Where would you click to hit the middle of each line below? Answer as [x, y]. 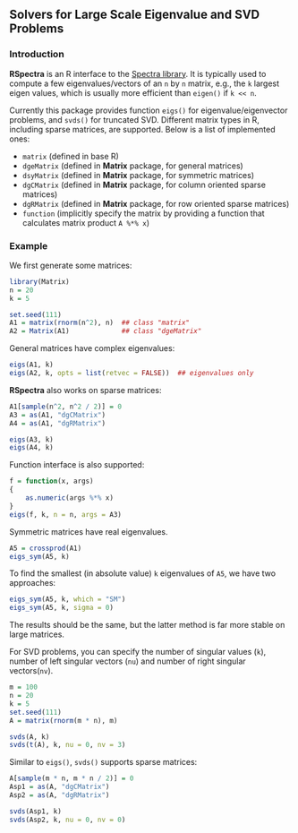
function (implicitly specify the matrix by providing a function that [144, 213]
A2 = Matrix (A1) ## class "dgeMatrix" [106, 331]
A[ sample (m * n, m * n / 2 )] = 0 [72, 778]
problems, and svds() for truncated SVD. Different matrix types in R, [134, 119]
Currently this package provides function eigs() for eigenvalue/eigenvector [149, 110]
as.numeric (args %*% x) [70, 498]
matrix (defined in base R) [70, 156]
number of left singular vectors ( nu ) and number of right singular [128, 661]
